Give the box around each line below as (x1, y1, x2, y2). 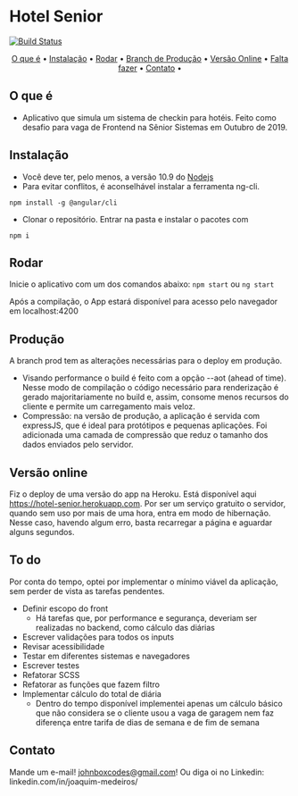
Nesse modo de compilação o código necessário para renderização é (21, 382, 279, 393)
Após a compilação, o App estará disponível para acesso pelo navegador (9, 297, 278, 307)
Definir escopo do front (21, 603, 109, 614)
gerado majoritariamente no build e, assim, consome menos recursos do (21, 391, 289, 403)
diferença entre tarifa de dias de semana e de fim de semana (35, 716, 261, 727)
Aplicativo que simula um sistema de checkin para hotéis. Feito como (21, 112, 277, 122)
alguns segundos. (9, 527, 75, 537)
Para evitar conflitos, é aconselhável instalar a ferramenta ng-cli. (21, 180, 261, 191)
